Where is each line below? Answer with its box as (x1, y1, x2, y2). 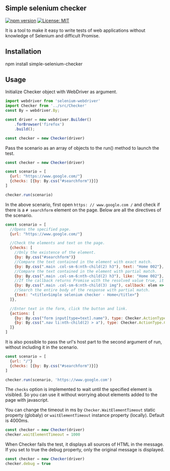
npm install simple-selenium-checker (5, 61, 82, 67)
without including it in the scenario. (5, 344, 78, 351)
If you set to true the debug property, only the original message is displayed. (5, 447, 164, 453)
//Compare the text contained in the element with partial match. (14, 269, 157, 274)
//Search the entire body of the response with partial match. (14, 288, 151, 293)
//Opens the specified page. (10, 227, 71, 232)
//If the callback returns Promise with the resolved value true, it (14, 278, 164, 283)
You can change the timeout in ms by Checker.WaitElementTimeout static (5, 407, 156, 413)
